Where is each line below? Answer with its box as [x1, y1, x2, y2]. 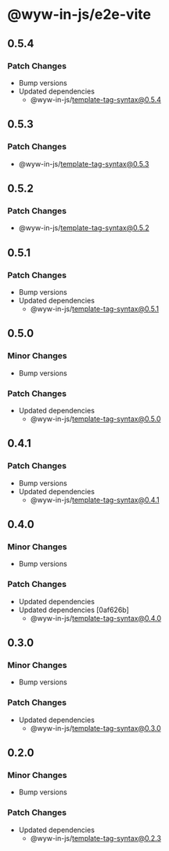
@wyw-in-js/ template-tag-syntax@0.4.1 [30, 495, 160, 504]
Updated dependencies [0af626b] [18, 605, 130, 614]
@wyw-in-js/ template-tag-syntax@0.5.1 [30, 304, 160, 314]
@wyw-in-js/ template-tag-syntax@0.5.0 [30, 414, 161, 424]
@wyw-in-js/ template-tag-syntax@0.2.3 [30, 833, 162, 842]
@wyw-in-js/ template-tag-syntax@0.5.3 [18, 159, 149, 168]
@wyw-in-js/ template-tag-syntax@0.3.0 [30, 723, 161, 732]
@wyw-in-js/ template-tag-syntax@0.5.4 [30, 94, 162, 104]
